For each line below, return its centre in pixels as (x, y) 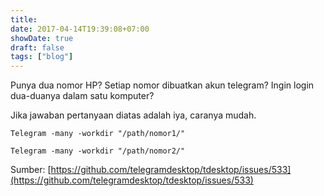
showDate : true (42, 38)
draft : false (37, 47)
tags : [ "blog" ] (42, 57)
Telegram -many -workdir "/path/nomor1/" (98, 134)
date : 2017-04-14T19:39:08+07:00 (80, 29)
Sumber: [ (31, 170)
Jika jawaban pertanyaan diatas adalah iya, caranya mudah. (133, 115)
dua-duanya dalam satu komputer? (82, 96)
